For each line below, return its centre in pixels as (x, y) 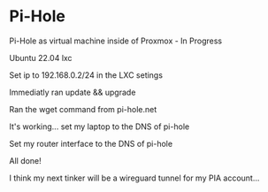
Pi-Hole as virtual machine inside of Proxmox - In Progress (116, 41)
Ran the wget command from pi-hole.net (83, 109)
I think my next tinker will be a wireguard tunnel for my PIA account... (134, 178)
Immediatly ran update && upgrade (73, 92)
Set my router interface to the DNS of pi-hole (91, 143)
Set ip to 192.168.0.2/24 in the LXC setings (86, 75)
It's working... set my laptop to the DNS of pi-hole (100, 127)
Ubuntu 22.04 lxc (41, 58)
